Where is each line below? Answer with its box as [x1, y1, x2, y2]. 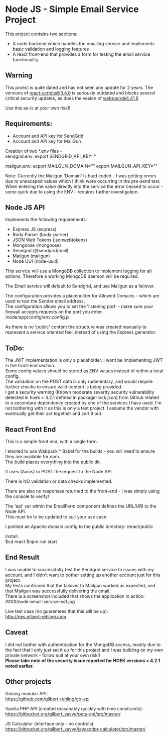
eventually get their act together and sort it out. [5, 410, 103, 416]
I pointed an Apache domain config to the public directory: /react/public [5, 523, 153, 530]
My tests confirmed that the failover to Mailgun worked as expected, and [5, 582, 155, 588]
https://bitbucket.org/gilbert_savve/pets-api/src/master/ [5, 711, 121, 717]
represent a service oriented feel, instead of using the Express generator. [5, 329, 156, 335]
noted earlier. [5, 663, 34, 669]
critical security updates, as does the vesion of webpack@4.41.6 [5, 95, 139, 101]
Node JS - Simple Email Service [5, 4, 139, 15]
